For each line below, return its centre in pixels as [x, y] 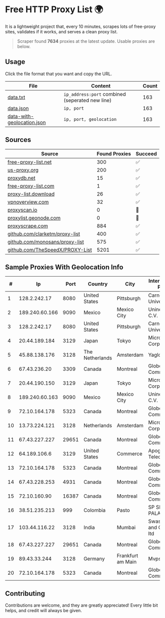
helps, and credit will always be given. [43, 611]
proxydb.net [22, 178]
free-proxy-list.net [30, 162]
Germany [94, 559]
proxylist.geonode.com [34, 218]
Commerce [129, 454]
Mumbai [126, 528]
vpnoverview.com [28, 202]
